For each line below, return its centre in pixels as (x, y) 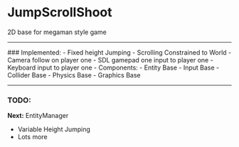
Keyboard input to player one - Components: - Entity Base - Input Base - (113, 67)
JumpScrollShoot (60, 12)
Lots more (32, 137)
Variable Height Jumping (54, 129)
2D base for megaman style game (57, 32)
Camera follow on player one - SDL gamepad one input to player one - (110, 60)
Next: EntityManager (38, 116)
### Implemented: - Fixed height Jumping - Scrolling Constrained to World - (119, 52)
